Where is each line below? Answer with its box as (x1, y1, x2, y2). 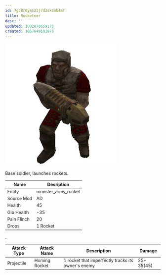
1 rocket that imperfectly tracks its (63, 258, 133, 264)
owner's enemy (63, 263, 95, 269)
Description (86, 248, 111, 254)
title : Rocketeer (5, 13, 41, 18)
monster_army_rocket (36, 188, 81, 194)
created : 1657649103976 (5, 29, 54, 34)
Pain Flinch (7, 216, 30, 222)
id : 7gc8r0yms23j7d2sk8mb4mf (5, 8, 65, 13)
